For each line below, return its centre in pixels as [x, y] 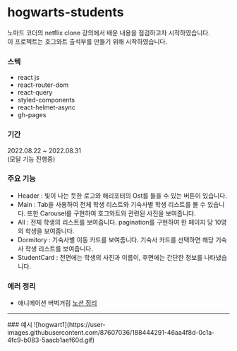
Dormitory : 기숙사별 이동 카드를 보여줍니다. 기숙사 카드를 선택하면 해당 [116, 239]
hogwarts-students [66, 12]
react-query [35, 93]
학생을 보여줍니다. [50, 231]
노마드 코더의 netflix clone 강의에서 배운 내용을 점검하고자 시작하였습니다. [109, 32]
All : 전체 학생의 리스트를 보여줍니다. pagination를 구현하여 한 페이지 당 [115, 222]
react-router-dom [43, 85]
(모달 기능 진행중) [31, 159]
